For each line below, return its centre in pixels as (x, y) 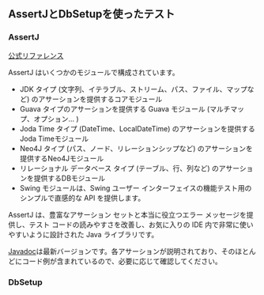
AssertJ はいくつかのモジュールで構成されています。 (94, 72)
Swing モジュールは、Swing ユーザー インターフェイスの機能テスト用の (136, 187)
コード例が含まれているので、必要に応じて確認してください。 (122, 261)
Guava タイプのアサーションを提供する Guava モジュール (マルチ (125, 108)
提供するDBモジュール (70, 178)
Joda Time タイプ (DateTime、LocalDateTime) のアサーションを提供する (137, 128)
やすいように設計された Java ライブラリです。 (83, 234)
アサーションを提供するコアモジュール (100, 99)
